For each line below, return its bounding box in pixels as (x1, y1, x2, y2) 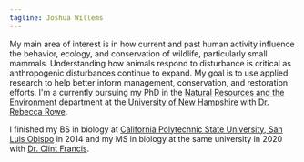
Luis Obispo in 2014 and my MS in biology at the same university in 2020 (9, 133, 283, 144)
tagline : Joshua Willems (9, 13, 104, 23)
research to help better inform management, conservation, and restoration (9, 76, 289, 87)
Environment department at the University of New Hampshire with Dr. (9, 96, 270, 107)
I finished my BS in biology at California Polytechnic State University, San (9, 124, 284, 135)
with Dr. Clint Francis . (9, 143, 90, 154)
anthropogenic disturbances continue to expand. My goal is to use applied (9, 67, 289, 78)
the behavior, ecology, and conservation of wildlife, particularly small (9, 47, 268, 59)
